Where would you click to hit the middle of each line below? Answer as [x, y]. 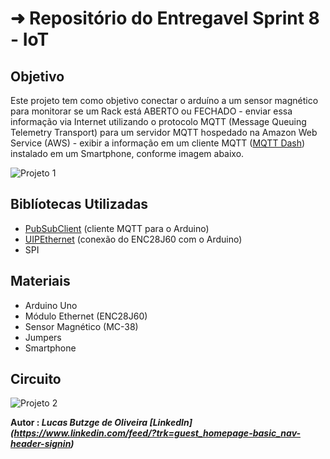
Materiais [40, 281]
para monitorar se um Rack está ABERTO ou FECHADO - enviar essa [151, 111]
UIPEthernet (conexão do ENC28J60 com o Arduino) [133, 239]
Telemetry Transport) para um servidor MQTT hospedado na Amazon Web [164, 132]
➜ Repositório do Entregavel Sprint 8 [165, 18]
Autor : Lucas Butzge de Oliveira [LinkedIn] [101, 423]
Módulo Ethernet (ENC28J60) [86, 316]
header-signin [41, 444]
